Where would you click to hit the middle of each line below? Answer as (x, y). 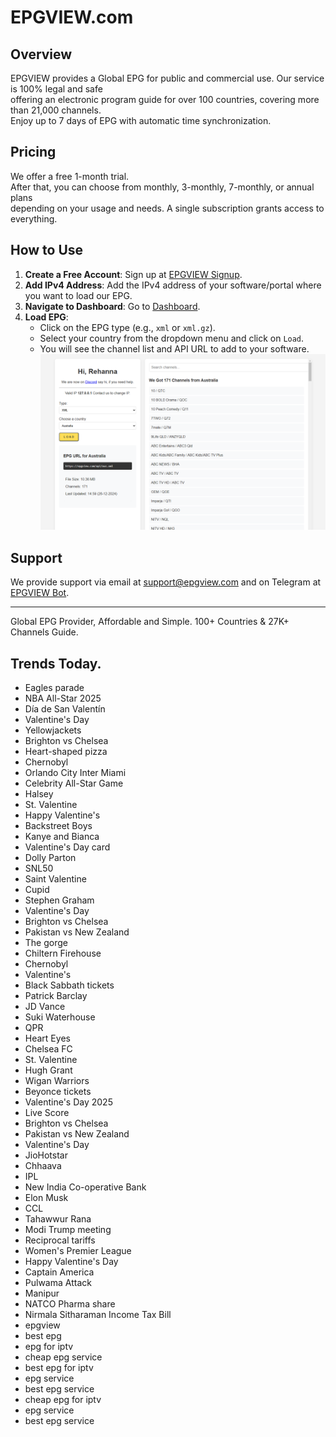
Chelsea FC (48, 1048)
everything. (34, 218)
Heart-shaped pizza (66, 751)
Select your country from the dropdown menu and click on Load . (172, 338)
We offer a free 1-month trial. (70, 176)
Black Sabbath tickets (69, 985)
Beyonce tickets (58, 1091)
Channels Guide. (44, 632)
